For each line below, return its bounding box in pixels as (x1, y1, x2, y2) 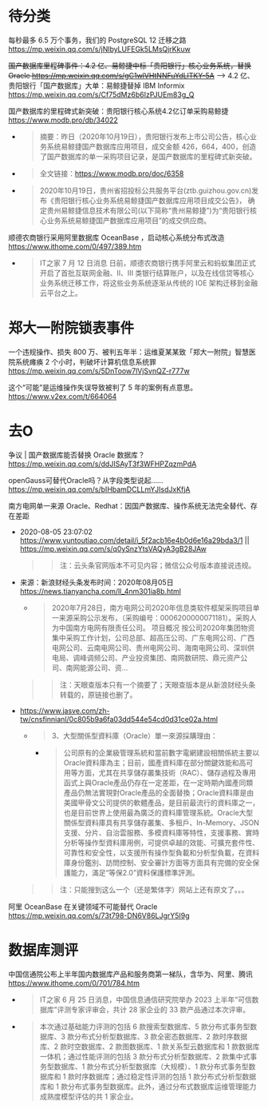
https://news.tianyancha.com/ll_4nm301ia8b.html (19, 586, 182, 596)
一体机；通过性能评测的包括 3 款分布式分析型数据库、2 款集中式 (39, 1051, 250, 1061)
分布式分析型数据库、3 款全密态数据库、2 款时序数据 (74, 1031, 248, 1041)
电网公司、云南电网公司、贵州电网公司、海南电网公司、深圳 (51, 643, 248, 652)
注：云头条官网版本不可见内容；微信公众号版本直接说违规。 (59, 560, 256, 570)
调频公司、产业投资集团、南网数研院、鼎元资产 (86, 652, 241, 662)
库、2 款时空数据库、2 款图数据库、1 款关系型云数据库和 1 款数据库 (39, 1041, 260, 1051)
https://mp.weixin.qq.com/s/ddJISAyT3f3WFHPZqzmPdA (8, 459, 197, 469)
